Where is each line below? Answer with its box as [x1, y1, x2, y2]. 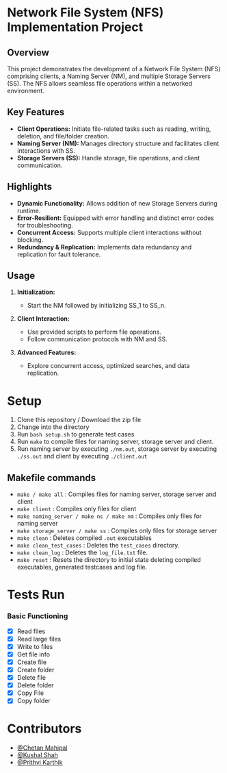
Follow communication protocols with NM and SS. [27, 335, 168, 343]
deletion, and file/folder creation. [16, 132, 109, 140]
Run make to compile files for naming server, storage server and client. [16, 437, 214, 446]
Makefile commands [7, 471, 96, 484]
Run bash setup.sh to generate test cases [16, 430, 135, 439]
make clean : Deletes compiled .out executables [16, 534, 152, 542]
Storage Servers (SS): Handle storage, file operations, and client [16, 154, 200, 162]
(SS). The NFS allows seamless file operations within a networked [7, 79, 193, 87]
